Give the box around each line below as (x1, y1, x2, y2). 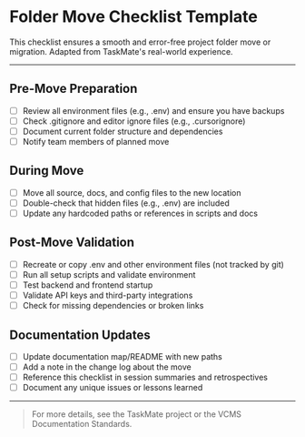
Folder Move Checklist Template (9, 6, 259, 27)
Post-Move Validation (9, 235, 134, 250)
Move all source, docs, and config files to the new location (22, 187, 241, 198)
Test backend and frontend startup (22, 279, 153, 290)
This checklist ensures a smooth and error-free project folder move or (9, 36, 271, 47)
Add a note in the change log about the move (22, 361, 192, 372)
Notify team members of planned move (22, 136, 170, 147)
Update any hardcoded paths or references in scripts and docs (22, 208, 259, 218)
